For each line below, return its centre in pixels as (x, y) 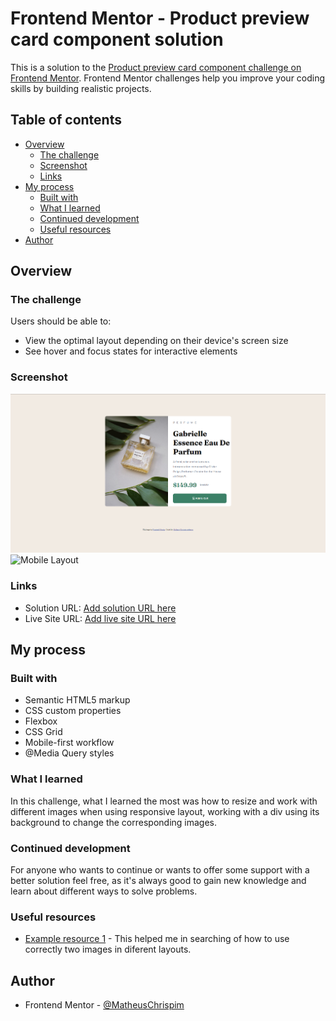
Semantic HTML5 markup (77, 700)
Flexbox (41, 721)
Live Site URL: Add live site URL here (100, 618)
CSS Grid (43, 732)
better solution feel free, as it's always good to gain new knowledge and (158, 881)
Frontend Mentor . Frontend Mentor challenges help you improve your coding (168, 78)
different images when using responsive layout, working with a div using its (165, 811)
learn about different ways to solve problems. (104, 891)
